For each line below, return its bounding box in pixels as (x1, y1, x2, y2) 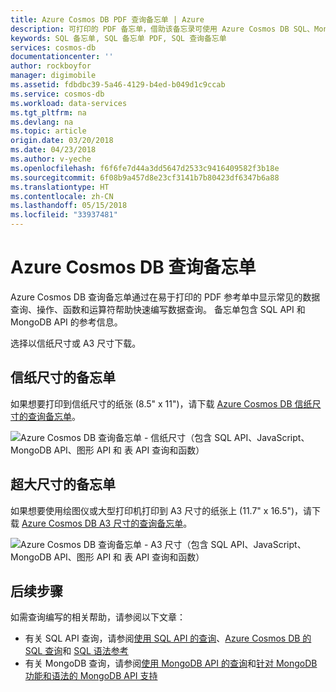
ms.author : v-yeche (10, 154, 92, 164)
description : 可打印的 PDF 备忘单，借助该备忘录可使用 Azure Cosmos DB (10, 24, 290, 34)
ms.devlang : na (10, 117, 74, 127)
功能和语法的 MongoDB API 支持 (24, 670, 158, 682)
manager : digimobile (10, 71, 97, 81)
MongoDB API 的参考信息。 (10, 316, 123, 328)
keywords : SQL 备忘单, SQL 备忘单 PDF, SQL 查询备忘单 (10, 33, 227, 43)
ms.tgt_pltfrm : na (10, 107, 87, 118)
